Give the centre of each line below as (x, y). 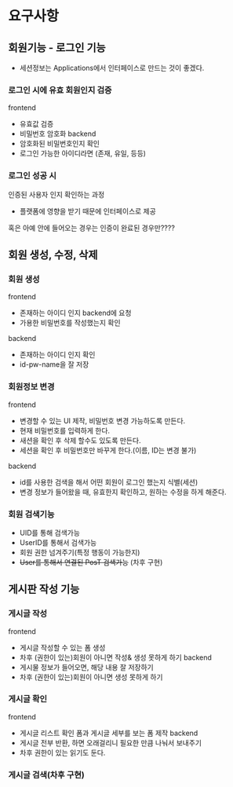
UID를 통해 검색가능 (50, 533)
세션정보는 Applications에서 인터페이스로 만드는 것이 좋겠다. (112, 68)
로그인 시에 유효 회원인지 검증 (60, 90)
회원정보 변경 (31, 387)
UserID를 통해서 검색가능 (58, 542)
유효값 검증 (36, 124)
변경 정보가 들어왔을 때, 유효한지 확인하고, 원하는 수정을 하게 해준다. (123, 492)
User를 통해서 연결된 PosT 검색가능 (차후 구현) (91, 562)
